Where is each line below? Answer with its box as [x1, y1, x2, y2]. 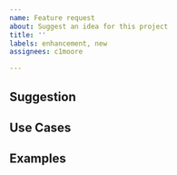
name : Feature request [9, 13, 95, 23]
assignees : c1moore [9, 47, 84, 57]
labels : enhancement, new [9, 38, 107, 48]
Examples [9, 151, 66, 167]
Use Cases [9, 119, 72, 135]
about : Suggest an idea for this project [9, 22, 169, 31]
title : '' [9, 30, 47, 39]
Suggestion [9, 88, 76, 105]
